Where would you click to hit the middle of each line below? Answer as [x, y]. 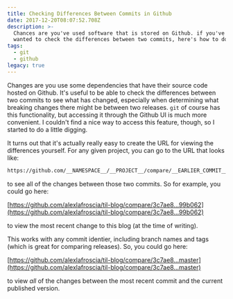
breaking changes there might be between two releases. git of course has [114, 107]
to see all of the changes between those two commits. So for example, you [114, 184]
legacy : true [26, 65]
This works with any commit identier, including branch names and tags [108, 239]
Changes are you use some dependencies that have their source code [107, 85]
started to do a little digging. [48, 129]
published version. [34, 288]
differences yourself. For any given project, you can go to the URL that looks [116, 150]
